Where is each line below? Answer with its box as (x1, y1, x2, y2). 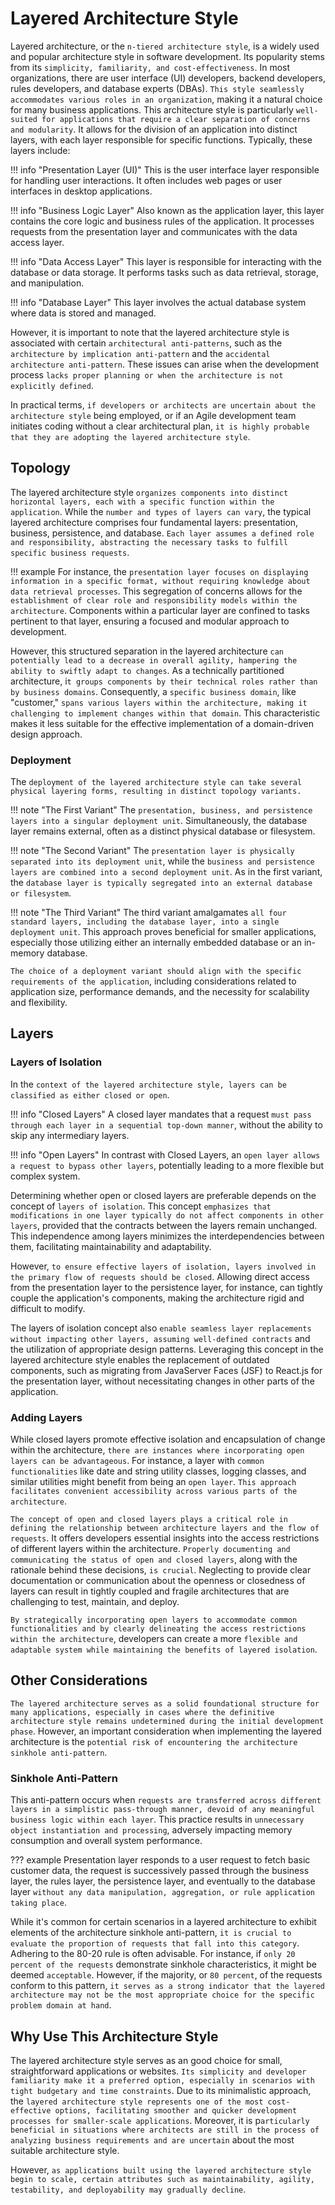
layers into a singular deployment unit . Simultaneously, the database (10, 815, 308, 827)
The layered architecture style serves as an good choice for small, (10, 2054, 283, 2066)
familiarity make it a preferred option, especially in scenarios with (10, 2075, 315, 2086)
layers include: (10, 144, 71, 156)
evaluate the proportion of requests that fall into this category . (10, 1937, 300, 1949)
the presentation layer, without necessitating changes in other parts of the (10, 1375, 315, 1387)
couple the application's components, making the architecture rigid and (10, 1292, 305, 1304)
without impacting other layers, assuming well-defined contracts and (10, 1332, 311, 1344)
